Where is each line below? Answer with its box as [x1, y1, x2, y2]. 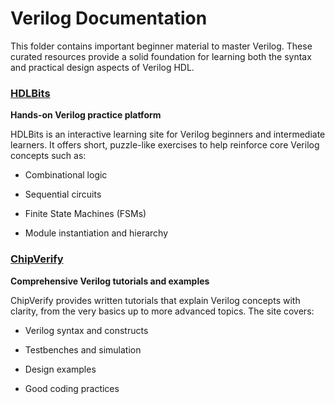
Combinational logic [24, 169, 108, 181]
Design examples [24, 363, 97, 375]
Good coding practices [24, 382, 120, 394]
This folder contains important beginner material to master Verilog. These [10, 40, 313, 52]
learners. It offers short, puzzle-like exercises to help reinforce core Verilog [10, 139, 320, 151]
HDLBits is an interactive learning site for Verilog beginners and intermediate [10, 128, 326, 141]
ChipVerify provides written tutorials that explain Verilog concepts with [10, 294, 301, 306]
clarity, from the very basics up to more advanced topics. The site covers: [10, 305, 315, 317]
